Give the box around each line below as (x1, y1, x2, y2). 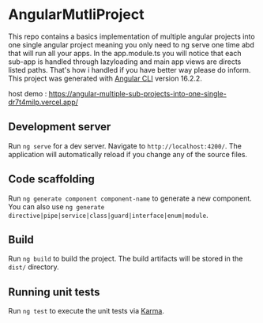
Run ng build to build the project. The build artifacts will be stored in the (8, 254, 243, 264)
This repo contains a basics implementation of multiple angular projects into (8, 32, 255, 41)
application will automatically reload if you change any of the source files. (8, 149, 247, 159)
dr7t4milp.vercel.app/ (8, 97, 79, 107)
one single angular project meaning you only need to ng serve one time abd (8, 39, 254, 49)
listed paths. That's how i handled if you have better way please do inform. (8, 65, 251, 74)
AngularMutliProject (8, 6, 145, 24)
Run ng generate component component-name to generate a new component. (8, 193, 253, 203)
